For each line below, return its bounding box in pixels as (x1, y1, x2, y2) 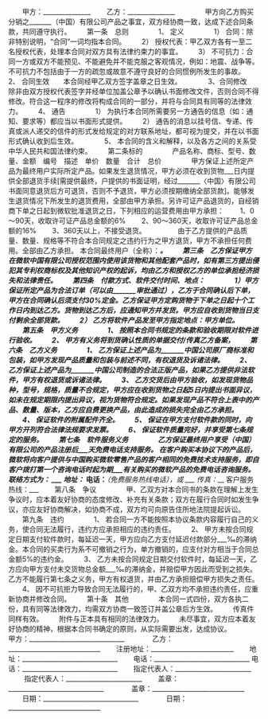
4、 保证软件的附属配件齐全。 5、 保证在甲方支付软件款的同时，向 (21, 415, 253, 424)
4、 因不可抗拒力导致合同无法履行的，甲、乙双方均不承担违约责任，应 (21, 584, 252, 593)
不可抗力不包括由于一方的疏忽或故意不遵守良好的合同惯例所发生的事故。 (8, 67, 242, 76)
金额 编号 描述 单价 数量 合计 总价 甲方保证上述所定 (21, 156, 247, 166)
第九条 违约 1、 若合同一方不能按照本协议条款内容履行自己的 (21, 514, 252, 524)
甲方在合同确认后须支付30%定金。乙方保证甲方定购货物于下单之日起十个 (8, 295, 248, 305)
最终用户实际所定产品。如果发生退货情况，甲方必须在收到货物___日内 (21, 166, 248, 175)
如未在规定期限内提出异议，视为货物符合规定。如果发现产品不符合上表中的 (8, 395, 252, 404)
